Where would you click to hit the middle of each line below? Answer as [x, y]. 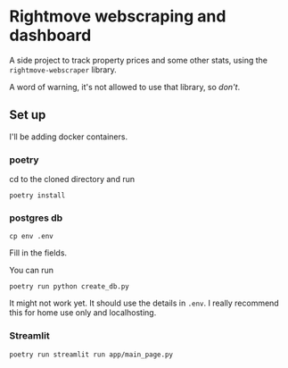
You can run [32, 271]
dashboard [50, 35]
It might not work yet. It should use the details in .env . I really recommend [144, 303]
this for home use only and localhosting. [83, 313]
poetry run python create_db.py [69, 287]
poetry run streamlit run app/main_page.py [91, 355]
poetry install [37, 196]
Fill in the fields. [38, 253]
